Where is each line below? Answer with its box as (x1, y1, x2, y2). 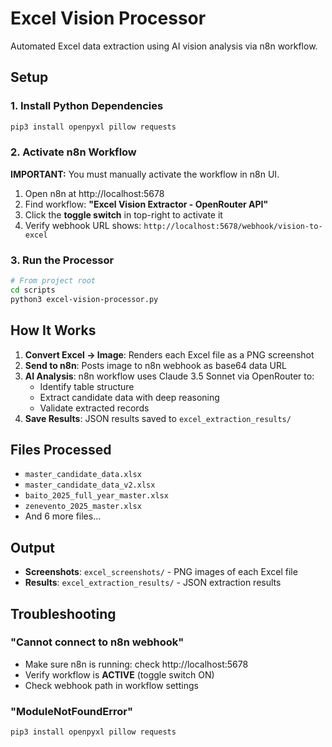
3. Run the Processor (10, 253, 115, 267)
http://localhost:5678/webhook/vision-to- (143, 221, 323, 231)
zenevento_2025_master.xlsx (24, 502, 142, 512)
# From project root (10, 276, 97, 286)
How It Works (10, 322, 97, 339)
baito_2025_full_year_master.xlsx (24, 491, 169, 501)
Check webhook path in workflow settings (24, 679, 199, 691)
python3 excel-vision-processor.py (10, 294, 159, 304)
